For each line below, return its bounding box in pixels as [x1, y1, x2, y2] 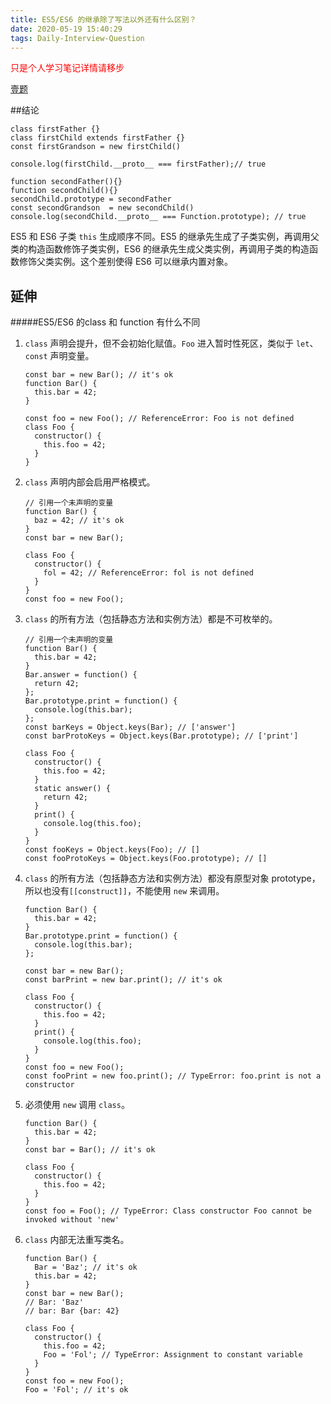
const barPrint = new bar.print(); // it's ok [24, 975, 223, 985]
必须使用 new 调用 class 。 [24, 1099, 130, 1111]
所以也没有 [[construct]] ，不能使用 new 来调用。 [24, 885, 225, 897]
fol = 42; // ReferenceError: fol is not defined [43, 568, 254, 578]
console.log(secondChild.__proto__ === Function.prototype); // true [10, 212, 307, 222]
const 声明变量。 [24, 350, 95, 362]
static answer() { [34, 784, 111, 794]
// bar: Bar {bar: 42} [24, 1306, 120, 1316]
